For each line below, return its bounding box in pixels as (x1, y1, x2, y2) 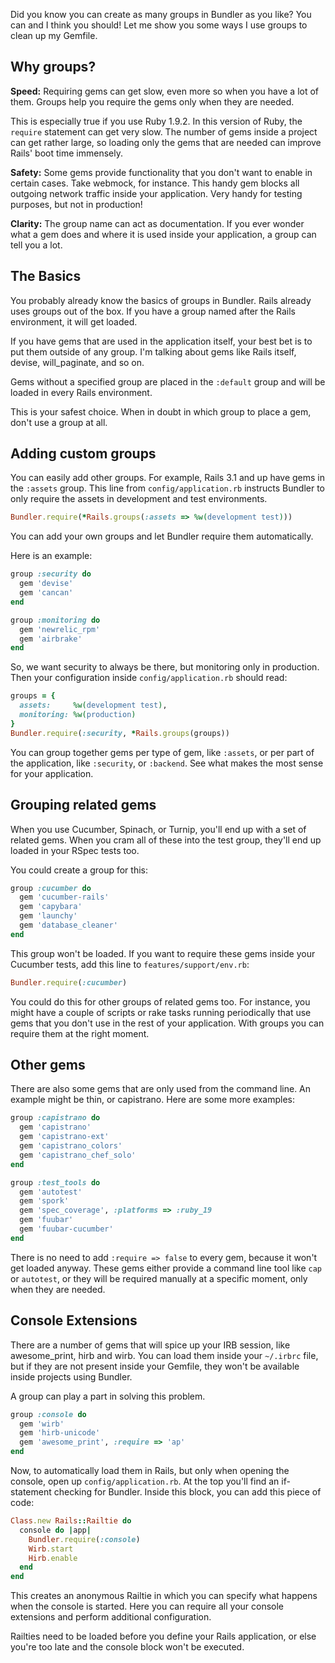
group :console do (10, 1409, 87, 1419)
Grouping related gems (10, 797, 157, 814)
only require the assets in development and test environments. (10, 493, 268, 505)
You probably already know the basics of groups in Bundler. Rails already (10, 294, 312, 306)
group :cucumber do (10, 883, 92, 893)
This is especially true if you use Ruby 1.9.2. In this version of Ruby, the (10, 115, 303, 127)
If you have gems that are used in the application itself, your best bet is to (10, 335, 313, 347)
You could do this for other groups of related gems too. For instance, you (10, 995, 311, 1008)
